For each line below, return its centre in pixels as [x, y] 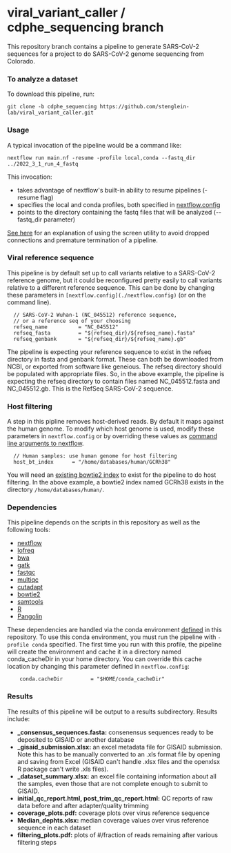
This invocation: [30, 177]
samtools [30, 602]
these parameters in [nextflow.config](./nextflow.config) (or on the [107, 295]
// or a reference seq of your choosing [72, 321]
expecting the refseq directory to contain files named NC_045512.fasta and [114, 381]
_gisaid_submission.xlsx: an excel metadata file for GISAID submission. [120, 747]
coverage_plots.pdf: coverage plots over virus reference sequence [113, 813]
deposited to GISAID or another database [76, 739]
